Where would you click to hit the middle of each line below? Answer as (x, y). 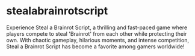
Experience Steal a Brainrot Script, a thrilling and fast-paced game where (97, 27)
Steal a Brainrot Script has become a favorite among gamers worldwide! (95, 46)
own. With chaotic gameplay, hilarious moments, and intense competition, (98, 40)
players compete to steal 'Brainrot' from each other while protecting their (97, 33)
